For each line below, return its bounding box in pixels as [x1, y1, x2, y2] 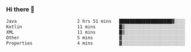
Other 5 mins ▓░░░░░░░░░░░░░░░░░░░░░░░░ [6, 34, 185, 40]
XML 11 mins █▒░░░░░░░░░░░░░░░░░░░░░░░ [6, 29, 185, 36]
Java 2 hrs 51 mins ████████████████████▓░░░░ [6, 19, 185, 25]
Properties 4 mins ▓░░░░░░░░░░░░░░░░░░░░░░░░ [6, 40, 185, 46]
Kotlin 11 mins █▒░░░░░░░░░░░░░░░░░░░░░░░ [6, 24, 185, 30]
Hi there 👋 [6, 5, 35, 13]
